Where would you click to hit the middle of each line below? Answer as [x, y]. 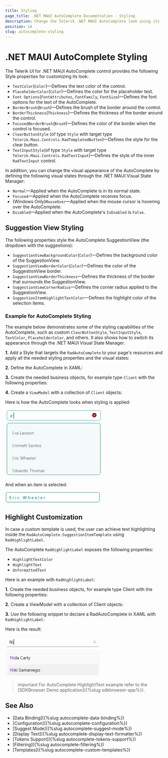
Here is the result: [23, 629]
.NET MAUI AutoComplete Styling [76, 57]
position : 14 [19, 27]
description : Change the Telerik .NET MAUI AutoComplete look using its [82, 21]
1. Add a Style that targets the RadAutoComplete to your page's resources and [84, 353]
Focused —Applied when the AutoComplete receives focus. [72, 196]
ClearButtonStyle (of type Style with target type [62, 134]
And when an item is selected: [36, 485]
